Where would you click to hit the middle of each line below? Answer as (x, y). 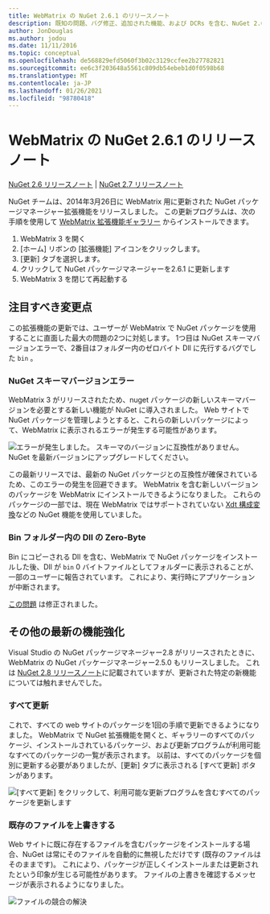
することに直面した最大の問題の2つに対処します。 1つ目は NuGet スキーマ (131, 338)
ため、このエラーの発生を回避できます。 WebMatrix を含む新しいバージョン (133, 485)
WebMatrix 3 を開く (53, 239)
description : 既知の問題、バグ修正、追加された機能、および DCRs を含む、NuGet (129, 23)
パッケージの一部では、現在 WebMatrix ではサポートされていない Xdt (123, 505)
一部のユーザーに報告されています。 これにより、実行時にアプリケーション (132, 577)
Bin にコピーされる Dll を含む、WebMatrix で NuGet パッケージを (116, 556)
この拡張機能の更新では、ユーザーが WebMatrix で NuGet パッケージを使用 (132, 328)
